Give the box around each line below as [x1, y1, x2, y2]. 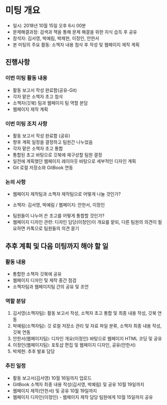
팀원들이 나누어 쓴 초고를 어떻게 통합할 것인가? [12, 212, 105, 219]
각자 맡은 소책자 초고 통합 [12, 145, 63, 151]
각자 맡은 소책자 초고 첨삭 [12, 93, 63, 99]
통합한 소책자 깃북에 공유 [12, 271, 62, 277]
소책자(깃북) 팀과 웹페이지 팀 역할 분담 [12, 100, 88, 106]
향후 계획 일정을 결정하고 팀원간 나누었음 [12, 139, 93, 145]
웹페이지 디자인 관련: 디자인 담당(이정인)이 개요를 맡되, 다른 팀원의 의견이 [12, 219, 157, 225]
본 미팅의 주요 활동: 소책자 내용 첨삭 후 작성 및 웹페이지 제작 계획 [12, 41, 140, 47]
